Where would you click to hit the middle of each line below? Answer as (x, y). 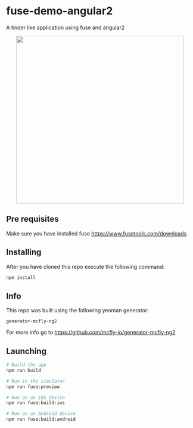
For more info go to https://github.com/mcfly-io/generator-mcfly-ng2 (91, 333)
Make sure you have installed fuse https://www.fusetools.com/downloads (96, 233)
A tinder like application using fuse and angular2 (66, 27)
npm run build (24, 370)
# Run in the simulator (36, 381)
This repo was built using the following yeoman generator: (77, 311)
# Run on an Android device (41, 414)
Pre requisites (32, 219)
